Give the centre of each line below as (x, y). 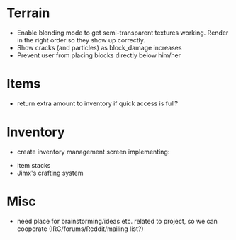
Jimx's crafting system (50, 173)
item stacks (34, 165)
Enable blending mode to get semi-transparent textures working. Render (123, 33)
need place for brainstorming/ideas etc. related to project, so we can (117, 221)
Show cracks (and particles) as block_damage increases (99, 47)
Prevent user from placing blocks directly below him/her (99, 55)
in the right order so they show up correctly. (81, 40)
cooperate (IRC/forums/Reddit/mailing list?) (80, 229)
